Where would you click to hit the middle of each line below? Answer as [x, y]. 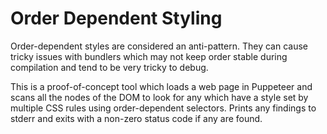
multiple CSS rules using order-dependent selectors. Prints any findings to [163, 108]
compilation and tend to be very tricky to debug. [109, 67]
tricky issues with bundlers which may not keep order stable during [149, 56]
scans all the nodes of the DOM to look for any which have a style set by [159, 97]
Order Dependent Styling [116, 18]
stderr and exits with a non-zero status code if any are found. [136, 118]
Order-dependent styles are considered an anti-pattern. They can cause [159, 46]
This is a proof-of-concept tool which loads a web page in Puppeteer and [161, 86]
